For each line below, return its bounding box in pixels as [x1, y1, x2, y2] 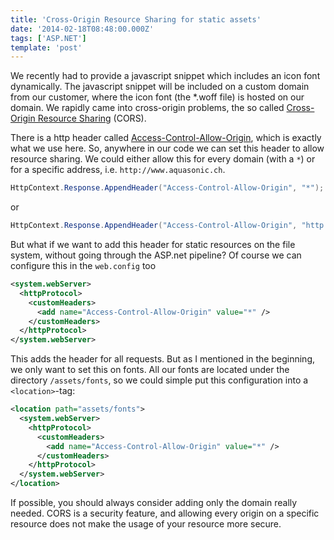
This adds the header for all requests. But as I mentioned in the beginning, [10, 353, 316, 365]
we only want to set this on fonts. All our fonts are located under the [10, 364, 290, 376]
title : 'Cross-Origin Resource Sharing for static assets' [10, 14, 262, 25]
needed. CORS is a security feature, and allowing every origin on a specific [10, 507, 320, 519]
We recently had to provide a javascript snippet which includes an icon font [10, 70, 321, 82]
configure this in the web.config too [10, 260, 157, 271]
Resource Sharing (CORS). [37, 112, 147, 125]
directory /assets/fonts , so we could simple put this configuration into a [10, 374, 309, 386]
